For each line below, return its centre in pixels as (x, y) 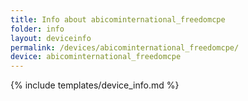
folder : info (37, 29)
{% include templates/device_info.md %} (95, 85)
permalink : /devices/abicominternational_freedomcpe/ (125, 47)
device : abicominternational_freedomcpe (96, 57)
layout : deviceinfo (51, 38)
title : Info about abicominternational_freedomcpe (118, 19)
